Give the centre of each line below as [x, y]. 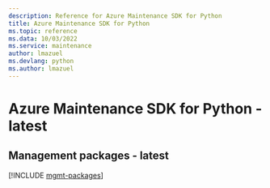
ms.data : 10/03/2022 [43, 38]
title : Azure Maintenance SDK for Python [79, 23]
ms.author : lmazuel [41, 69]
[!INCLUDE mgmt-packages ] [56, 175]
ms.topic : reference [43, 31]
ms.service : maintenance [50, 46]
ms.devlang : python [41, 62]
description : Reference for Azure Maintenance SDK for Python [115, 16]
